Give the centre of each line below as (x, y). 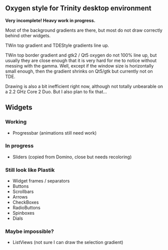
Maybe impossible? (30, 231)
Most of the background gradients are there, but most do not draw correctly (84, 30)
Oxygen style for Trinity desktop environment (78, 8)
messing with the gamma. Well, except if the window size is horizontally (79, 66)
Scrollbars (23, 192)
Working (16, 122)
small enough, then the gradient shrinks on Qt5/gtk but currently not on (79, 71)
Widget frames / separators (41, 181)
